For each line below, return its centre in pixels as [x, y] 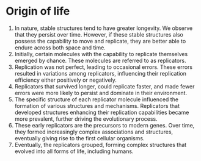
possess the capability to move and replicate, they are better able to [100, 41]
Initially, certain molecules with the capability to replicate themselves [101, 54]
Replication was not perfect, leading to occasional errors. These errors [104, 67]
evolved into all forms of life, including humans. [74, 151]
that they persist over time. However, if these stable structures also [99, 34]
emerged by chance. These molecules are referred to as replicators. [100, 60]
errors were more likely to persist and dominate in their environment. [101, 93]
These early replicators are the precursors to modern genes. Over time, [104, 125]
